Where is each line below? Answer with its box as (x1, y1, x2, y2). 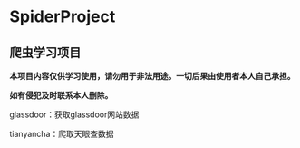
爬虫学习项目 (9, 44, 82, 60)
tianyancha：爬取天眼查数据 (9, 129, 114, 139)
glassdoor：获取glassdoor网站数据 (9, 109, 140, 120)
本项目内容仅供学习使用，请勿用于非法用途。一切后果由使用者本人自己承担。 (9, 71, 295, 81)
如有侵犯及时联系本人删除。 (9, 90, 113, 101)
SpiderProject (9, 6, 116, 27)
